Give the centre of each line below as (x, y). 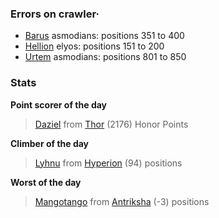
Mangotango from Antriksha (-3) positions (122, 201)
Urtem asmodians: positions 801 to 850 (105, 57)
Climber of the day (50, 143)
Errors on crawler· (55, 14)
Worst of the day (46, 182)
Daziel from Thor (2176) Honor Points (111, 124)
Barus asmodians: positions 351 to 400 (104, 36)
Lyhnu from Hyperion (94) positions (108, 163)
